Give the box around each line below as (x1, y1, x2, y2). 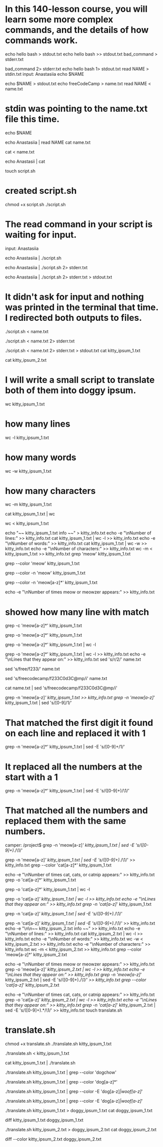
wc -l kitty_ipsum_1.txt (5, 434, 49, 440)
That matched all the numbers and (5, 805, 148, 816)
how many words (5, 452, 77, 463)
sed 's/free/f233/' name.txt (5, 666, 60, 672)
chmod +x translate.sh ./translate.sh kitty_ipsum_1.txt (5, 1041, 112, 1047)
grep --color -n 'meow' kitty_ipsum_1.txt (5, 570, 86, 576)
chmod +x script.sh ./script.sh (5, 201, 66, 207)
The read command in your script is (5, 219, 153, 230)
